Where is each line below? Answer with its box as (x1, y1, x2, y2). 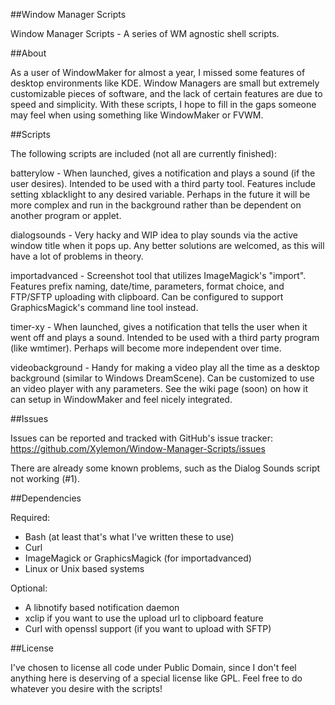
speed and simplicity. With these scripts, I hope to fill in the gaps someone (10, 99, 317, 110)
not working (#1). (10, 473, 80, 484)
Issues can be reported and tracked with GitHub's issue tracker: (10, 432, 274, 444)
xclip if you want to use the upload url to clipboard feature (24, 612, 264, 624)
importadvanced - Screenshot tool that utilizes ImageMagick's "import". (10, 270, 307, 281)
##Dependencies (10, 492, 82, 504)
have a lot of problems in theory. (10, 250, 144, 262)
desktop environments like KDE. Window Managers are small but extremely (10, 77, 320, 89)
